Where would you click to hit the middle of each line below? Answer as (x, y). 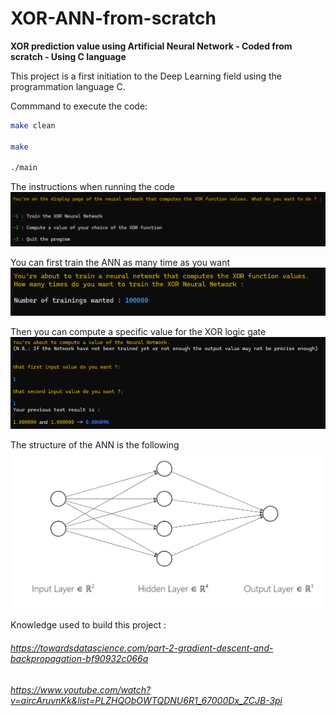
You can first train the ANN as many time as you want (120, 262)
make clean (33, 125)
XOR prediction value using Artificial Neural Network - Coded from (151, 46)
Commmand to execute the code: (79, 106)
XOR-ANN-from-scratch (113, 18)
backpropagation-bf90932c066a (79, 659)
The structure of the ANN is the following (95, 445)
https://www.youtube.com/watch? (81, 689)
